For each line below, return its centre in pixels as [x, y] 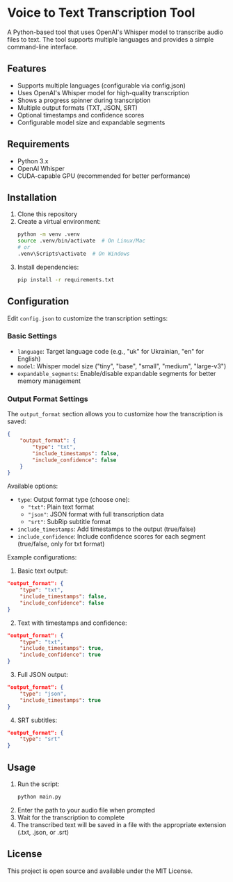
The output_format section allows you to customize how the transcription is [115, 414]
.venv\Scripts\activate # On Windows [73, 254]
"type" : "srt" [40, 739]
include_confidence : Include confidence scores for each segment [111, 537]
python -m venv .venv [48, 234]
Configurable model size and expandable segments [91, 122]
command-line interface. [42, 47]
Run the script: [38, 784]
